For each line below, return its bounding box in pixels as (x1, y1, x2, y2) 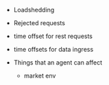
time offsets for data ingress (13, 46, 94, 53)
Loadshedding (13, 6, 55, 14)
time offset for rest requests (13, 32, 93, 40)
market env (23, 71, 56, 80)
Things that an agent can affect (13, 58, 103, 67)
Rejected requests (13, 19, 65, 27)
